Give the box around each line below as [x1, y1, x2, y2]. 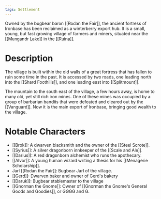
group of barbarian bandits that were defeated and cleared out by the [5, 99, 144, 105]
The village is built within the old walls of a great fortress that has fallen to [5, 69, 152, 75]
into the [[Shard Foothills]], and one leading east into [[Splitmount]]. [5, 79, 140, 85]
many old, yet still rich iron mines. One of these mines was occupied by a [5, 93, 151, 99]
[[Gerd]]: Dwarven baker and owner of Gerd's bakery [12, 173, 118, 179]
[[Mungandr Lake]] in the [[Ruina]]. [5, 36, 75, 42]
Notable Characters [5, 126, 86, 137]
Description [5, 53, 53, 63]
